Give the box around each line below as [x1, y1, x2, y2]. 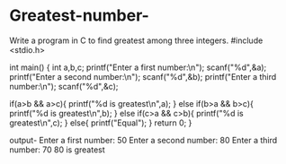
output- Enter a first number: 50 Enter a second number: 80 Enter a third [9, 134, 278, 145]
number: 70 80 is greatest [9, 144, 105, 155]
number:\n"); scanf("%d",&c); [9, 81, 119, 91]
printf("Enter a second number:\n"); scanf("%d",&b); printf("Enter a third [9, 71, 277, 82]
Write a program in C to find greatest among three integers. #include [9, 35, 264, 46]
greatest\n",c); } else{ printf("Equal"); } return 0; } [9, 117, 192, 128]
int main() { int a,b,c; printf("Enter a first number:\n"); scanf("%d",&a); [9, 62, 267, 73]
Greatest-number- [9, 5, 150, 26]
